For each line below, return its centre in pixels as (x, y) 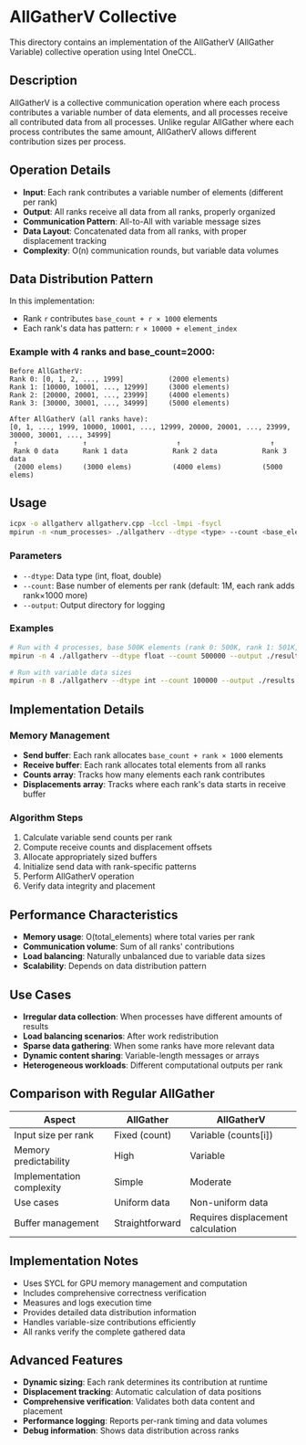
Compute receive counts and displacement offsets (117, 848)
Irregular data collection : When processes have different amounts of (152, 1017)
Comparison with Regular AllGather (112, 1094)
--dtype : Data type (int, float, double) (92, 575)
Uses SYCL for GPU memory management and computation (135, 1283)
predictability (42, 1161)
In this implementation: (52, 301)
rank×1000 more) (55, 595)
